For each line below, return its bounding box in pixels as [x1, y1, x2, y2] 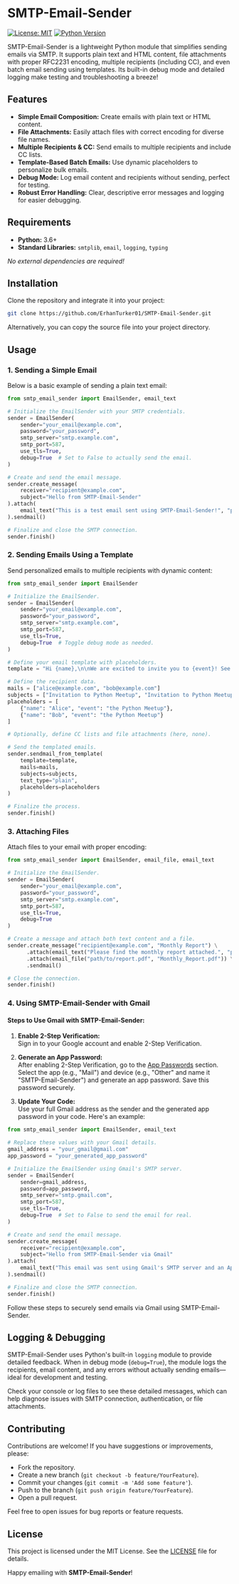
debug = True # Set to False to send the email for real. [20, 1212, 193, 1219]
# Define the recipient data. [7, 678, 97, 685]
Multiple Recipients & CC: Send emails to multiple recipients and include [17, 143, 231, 151]
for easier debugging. [17, 195, 82, 204]
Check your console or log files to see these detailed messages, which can [7, 1387, 228, 1396]
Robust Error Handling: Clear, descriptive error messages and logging [17, 188, 224, 197]
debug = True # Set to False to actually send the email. [20, 454, 193, 461]
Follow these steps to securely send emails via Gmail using [7, 1303, 180, 1312]
